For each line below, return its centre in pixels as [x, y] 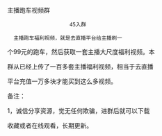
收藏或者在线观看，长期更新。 [50, 126]
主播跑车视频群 [29, 10]
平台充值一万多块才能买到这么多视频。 [62, 81]
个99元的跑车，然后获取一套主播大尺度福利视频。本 [81, 52]
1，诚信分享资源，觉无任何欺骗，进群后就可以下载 [79, 111]
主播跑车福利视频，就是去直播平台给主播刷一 [68, 38]
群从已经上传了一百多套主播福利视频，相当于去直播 [80, 67]
